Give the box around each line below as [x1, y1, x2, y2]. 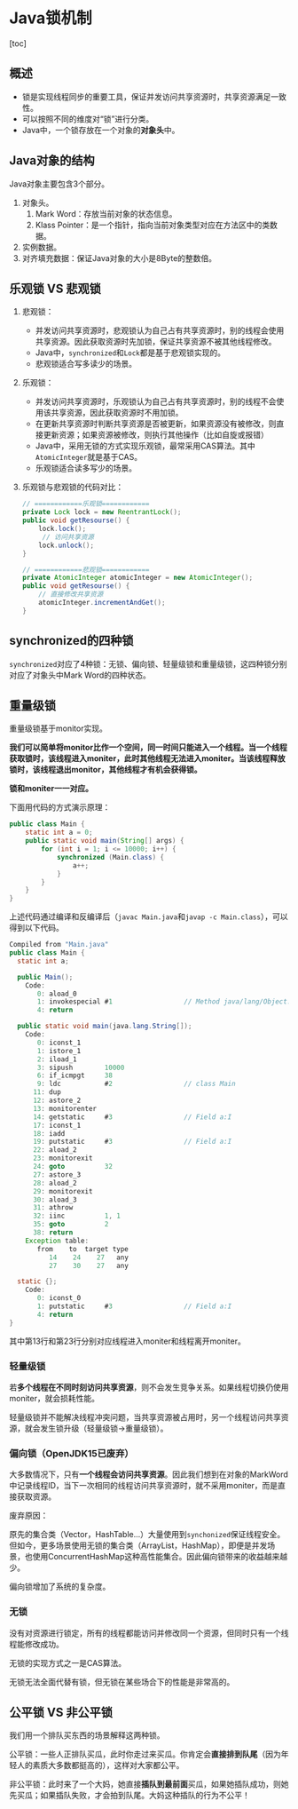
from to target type [36, 1244, 129, 1253]
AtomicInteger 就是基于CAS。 [35, 452, 143, 463]
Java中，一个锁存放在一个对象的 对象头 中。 [21, 124, 180, 135]
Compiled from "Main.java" [9, 940, 109, 949]
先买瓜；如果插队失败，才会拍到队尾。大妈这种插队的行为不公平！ [9, 1790, 250, 1801]
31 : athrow [32, 1203, 74, 1212]
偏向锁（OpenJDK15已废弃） [9, 1447, 135, 1459]
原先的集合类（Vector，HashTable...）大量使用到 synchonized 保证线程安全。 [9, 1529, 286, 1540]
